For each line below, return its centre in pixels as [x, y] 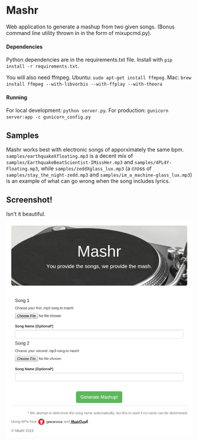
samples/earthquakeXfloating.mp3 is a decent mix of [69, 156]
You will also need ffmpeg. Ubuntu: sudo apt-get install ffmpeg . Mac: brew [99, 78]
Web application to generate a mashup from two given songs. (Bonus [90, 27]
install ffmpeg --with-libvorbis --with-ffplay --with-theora [84, 84]
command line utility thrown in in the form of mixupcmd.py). [79, 33]
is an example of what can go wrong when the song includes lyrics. [88, 181]
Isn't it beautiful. [26, 214]
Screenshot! [29, 200]
